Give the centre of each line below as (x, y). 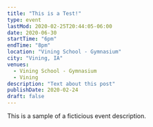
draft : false (26, 97)
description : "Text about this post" (61, 84)
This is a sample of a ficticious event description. (76, 116)
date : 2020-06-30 (32, 33)
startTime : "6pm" (32, 39)
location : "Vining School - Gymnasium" (64, 52)
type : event (24, 20)
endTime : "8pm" (29, 45)
